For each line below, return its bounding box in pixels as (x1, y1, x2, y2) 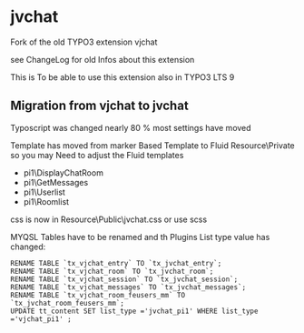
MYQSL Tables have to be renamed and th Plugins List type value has (10, 231, 270, 242)
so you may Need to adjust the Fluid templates (10, 149, 184, 160)
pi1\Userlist (23, 187, 66, 197)
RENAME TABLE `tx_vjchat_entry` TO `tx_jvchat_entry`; (10, 258, 222, 267)
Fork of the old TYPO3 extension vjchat (10, 36, 158, 47)
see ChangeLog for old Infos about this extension (10, 54, 195, 65)
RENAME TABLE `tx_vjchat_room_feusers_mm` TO (10, 290, 185, 299)
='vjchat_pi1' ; (10, 314, 72, 324)
